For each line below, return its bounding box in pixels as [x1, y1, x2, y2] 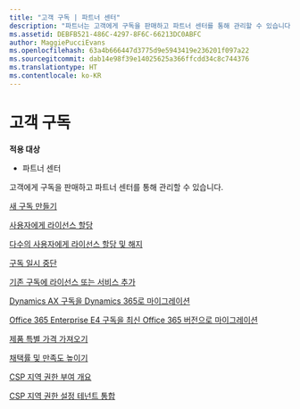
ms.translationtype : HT [9, 63, 98, 72]
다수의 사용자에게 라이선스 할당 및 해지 [9, 238, 143, 249]
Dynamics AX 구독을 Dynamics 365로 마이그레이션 [9, 296, 190, 306]
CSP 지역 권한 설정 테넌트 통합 [9, 390, 116, 401]
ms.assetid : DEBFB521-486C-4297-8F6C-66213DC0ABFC [9, 29, 202, 38]
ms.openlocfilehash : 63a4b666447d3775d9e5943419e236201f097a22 [9, 46, 250, 55]
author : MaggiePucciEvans [9, 38, 105, 47]
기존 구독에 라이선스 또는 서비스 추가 [9, 276, 136, 287]
